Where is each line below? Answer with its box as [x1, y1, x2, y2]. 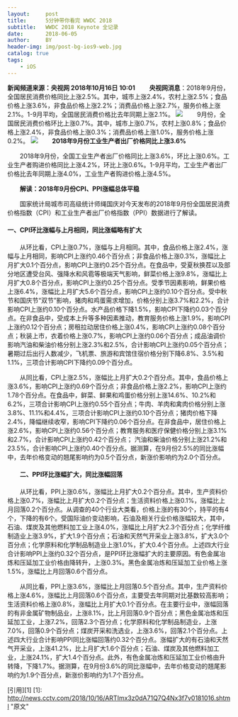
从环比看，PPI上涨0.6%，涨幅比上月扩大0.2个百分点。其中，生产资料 [19, 487, 222, 496]
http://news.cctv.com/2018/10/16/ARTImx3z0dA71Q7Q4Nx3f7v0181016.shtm [7, 694, 231, 702]
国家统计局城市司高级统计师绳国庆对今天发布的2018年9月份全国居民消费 [19, 199, 230, 208]
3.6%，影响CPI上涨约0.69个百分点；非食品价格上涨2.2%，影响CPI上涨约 [13, 382, 227, 390]
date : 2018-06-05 [7, 30, 78, 38]
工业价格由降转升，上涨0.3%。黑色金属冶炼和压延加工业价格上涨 [38, 558, 228, 567]
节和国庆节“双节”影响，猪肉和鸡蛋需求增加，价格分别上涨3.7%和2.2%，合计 [7, 295, 230, 305]
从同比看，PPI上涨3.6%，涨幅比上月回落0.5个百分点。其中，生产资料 [19, 582, 222, 591]
